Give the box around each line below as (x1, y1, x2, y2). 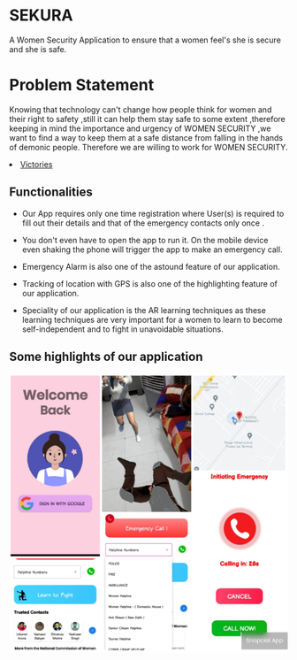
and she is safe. (9, 43, 67, 54)
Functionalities (9, 185, 93, 200)
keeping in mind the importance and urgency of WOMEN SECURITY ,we (9, 123, 271, 134)
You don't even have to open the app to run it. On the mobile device (21, 234, 269, 245)
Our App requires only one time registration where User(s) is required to (21, 208, 285, 219)
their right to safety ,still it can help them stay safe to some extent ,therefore (9, 113, 286, 124)
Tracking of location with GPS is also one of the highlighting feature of (21, 278, 278, 288)
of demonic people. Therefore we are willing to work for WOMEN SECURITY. (9, 142, 288, 152)
